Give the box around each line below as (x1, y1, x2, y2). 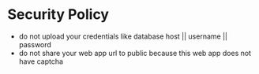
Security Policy (7, 6, 110, 24)
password (18, 39, 52, 49)
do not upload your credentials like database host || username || (18, 31, 228, 41)
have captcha (18, 57, 64, 66)
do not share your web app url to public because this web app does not (18, 48, 252, 57)
